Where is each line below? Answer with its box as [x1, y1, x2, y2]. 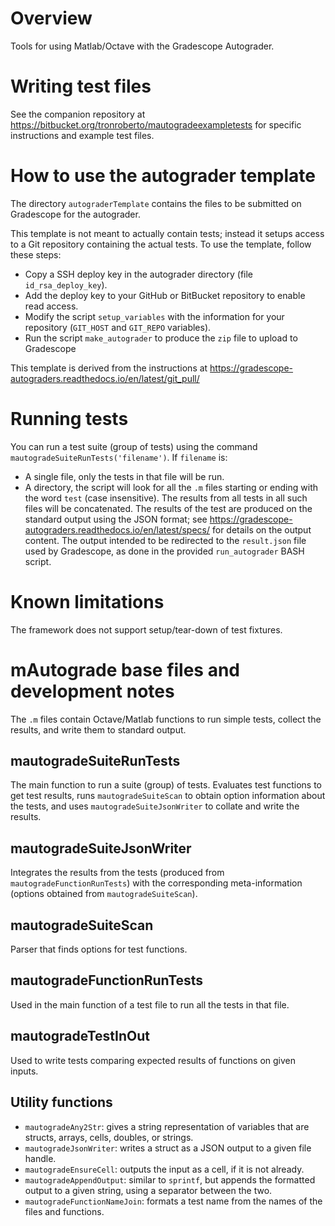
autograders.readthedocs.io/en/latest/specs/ [24, 523, 211, 536]
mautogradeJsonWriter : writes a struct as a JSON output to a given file [24, 1142, 312, 1154]
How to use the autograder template [10, 165, 316, 187]
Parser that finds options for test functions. [10, 943, 188, 956]
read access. [24, 300, 79, 312]
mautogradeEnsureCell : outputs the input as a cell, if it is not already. [24, 1163, 305, 1175]
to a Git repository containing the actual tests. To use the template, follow [10, 238, 312, 250]
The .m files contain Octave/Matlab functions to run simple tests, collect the [10, 713, 322, 725]
